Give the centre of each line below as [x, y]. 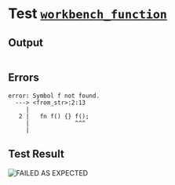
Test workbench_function [87, 14]
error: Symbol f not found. [54, 96]
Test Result [36, 154]
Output [26, 43]
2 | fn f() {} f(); [54, 116]
